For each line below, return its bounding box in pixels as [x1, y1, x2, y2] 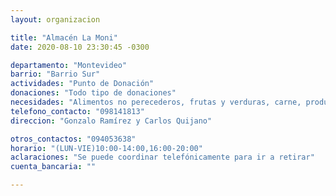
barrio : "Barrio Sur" [10, 69, 101, 80]
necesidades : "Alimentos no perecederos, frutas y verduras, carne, [10, 97, 302, 107]
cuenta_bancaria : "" [10, 162, 97, 172]
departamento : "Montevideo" [10, 60, 128, 70]
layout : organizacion [10, 14, 101, 25]
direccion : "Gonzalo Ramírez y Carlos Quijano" [10, 116, 213, 126]
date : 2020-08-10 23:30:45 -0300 [10, 42, 150, 52]
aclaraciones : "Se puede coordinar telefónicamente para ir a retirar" [10, 152, 315, 163]
